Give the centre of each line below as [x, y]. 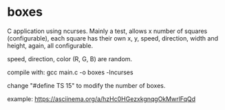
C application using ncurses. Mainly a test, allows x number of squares [107, 31]
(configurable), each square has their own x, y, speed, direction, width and [113, 38]
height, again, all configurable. [50, 45]
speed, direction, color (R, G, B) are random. [70, 58]
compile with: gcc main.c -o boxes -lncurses [70, 72]
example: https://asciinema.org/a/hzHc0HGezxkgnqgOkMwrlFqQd [101, 99]
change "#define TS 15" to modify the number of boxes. [86, 85]
